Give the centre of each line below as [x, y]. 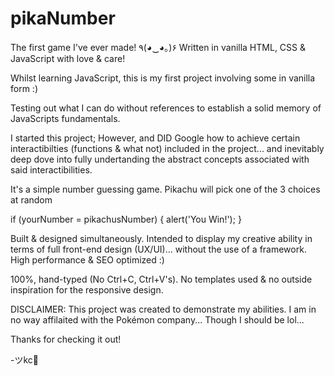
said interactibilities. [51, 169]
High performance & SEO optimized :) [87, 259]
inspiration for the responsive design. [87, 289]
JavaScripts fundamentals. [65, 118]
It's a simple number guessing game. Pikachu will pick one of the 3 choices [165, 189]
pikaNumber [63, 18]
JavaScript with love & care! [68, 58]
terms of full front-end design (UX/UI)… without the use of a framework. [158, 249]
